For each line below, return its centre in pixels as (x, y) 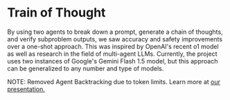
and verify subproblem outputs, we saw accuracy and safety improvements (115, 39)
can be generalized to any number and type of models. (86, 68)
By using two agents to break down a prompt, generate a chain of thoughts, (115, 32)
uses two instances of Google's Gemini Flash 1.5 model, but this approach (113, 61)
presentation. (26, 89)
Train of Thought (56, 13)
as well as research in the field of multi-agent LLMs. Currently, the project (112, 54)
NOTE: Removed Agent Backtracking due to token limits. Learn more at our (114, 81)
